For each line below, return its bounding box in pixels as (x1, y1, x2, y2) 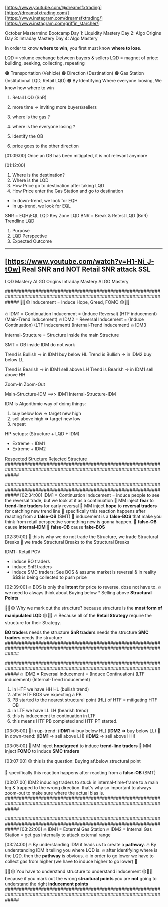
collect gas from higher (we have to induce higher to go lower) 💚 (5, 858, 138, 864)
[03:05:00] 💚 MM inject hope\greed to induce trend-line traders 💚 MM (5, 743, 151, 749)
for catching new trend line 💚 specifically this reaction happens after (5, 508, 146, 514)
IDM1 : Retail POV (5, 548, 41, 555)
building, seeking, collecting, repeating (5, 60, 85, 66)
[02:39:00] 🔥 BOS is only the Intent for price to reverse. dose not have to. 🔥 (5, 584, 161, 590)
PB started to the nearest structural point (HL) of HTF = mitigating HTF (12, 697, 157, 703)
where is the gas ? (12, 114, 50, 120)
